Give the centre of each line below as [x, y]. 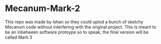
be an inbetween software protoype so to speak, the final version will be [77, 32]
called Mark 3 [19, 37]
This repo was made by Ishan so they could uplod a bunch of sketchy [74, 22]
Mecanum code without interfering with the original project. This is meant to [80, 27]
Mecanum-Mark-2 [43, 8]
